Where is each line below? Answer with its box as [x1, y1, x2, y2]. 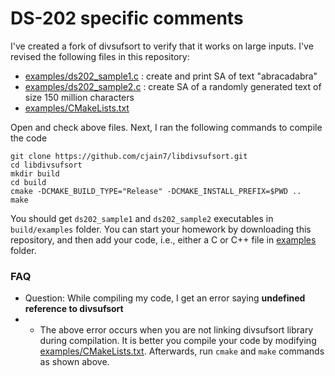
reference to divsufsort [24, 303, 124, 315]
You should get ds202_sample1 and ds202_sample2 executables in [10, 212, 274, 224]
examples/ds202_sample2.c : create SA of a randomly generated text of [24, 80, 322, 92]
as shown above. [39, 356, 110, 368]
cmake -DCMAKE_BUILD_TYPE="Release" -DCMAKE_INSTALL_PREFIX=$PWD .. [10, 186, 302, 196]
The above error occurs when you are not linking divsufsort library [39, 324, 314, 336]
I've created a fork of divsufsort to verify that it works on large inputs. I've [10, 40, 314, 52]
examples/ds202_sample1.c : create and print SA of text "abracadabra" [24, 70, 318, 82]
